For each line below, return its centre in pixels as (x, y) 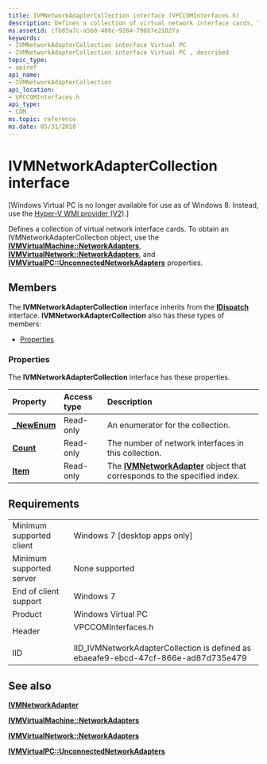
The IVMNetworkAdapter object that (176, 466)
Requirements (44, 504)
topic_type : (28, 60)
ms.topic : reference (43, 119)
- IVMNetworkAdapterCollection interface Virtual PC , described (118, 53)
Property (29, 401)
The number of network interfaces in (176, 442)
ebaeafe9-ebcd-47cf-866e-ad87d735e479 (161, 657)
